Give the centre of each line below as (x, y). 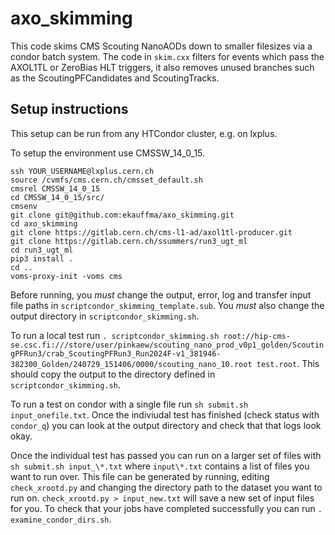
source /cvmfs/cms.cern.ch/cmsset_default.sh (106, 180)
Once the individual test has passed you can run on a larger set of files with (166, 455)
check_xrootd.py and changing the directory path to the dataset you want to (166, 487)
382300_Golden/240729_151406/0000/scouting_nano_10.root (131, 364)
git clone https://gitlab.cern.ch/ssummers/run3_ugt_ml (129, 241)
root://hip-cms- (257, 336)
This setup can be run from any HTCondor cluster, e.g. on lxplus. (144, 133)
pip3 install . (42, 258)
